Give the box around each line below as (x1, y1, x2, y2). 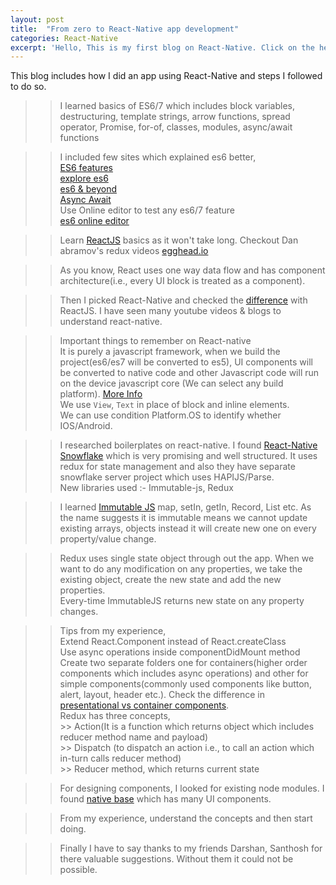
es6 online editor (59, 215, 130, 227)
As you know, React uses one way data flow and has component (59, 264, 326, 276)
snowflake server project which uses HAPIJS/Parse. (59, 471, 275, 483)
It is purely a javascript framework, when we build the (59, 346, 281, 358)
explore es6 (59, 172, 109, 185)
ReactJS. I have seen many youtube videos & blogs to (59, 305, 282, 317)
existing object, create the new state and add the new (59, 574, 282, 586)
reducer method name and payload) (59, 731, 209, 743)
